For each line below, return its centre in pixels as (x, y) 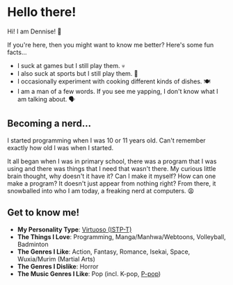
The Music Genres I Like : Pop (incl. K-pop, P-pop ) (89, 274)
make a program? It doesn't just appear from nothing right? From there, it (112, 183)
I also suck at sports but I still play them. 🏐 (78, 73)
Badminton (33, 244)
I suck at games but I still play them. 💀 (71, 65)
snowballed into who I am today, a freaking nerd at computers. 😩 (101, 190)
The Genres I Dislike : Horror (58, 266)
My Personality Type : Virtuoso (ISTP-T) (74, 229)
